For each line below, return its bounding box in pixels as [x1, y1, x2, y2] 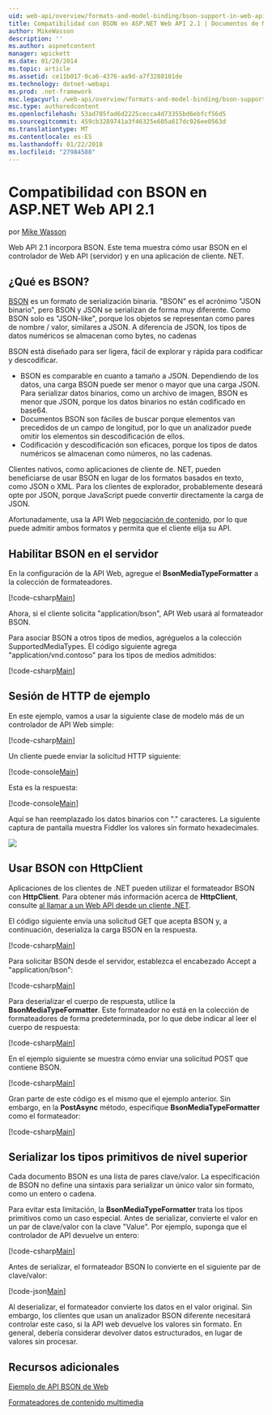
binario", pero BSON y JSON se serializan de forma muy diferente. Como [8, 305, 251, 315]
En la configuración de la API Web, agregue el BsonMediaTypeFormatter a [8, 568, 259, 578]
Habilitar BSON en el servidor [8, 547, 159, 560]
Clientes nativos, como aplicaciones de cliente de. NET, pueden [8, 465, 221, 474]
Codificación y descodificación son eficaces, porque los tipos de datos [19, 440, 257, 450]
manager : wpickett [8, 50, 70, 58]
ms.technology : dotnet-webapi [8, 80, 111, 88]
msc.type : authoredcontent [8, 102, 100, 110]
